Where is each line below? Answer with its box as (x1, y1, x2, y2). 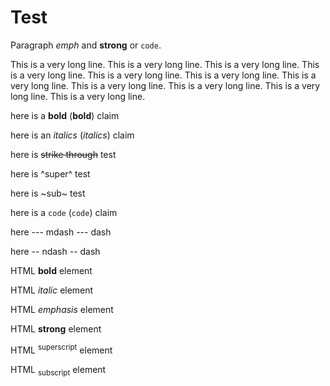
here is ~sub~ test (10, 187, 86, 199)
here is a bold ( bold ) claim (10, 109, 120, 121)
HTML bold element (10, 264, 93, 276)
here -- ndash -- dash (10, 245, 101, 257)
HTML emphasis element (10, 303, 114, 315)
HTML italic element (10, 284, 94, 296)
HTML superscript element (10, 342, 113, 356)
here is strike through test (10, 148, 117, 160)
